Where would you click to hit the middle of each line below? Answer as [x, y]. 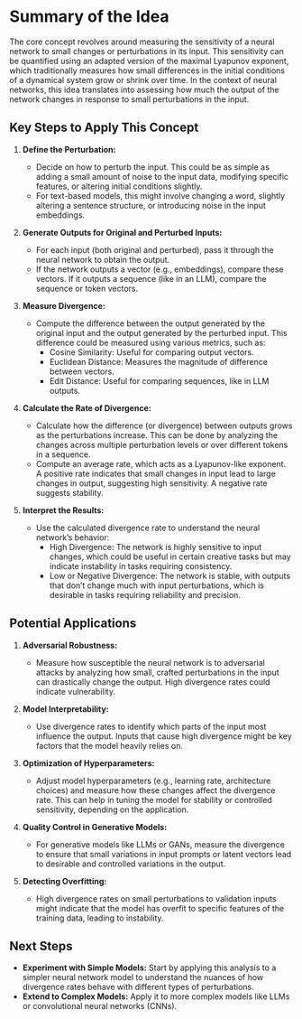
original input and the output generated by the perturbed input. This [161, 332]
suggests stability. [69, 492]
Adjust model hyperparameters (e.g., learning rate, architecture [153, 781]
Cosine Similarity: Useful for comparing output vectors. [151, 352]
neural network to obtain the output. [103, 259]
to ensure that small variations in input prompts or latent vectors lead [164, 854]
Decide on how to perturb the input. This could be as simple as [153, 167]
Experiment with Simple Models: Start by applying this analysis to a [149, 968]
